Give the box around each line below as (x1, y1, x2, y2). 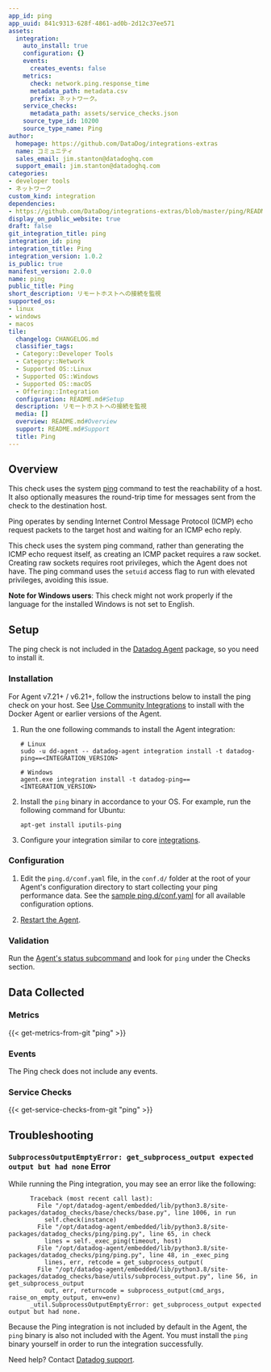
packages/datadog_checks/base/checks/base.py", (8, 1209, 172, 1217)
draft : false (8, 222, 52, 230)
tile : (8, 327, 27, 335)
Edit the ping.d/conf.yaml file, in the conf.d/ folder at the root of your (19, 873, 252, 883)
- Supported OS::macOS (15, 380, 92, 388)
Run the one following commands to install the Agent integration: (19, 724, 236, 734)
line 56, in (217, 1273, 258, 1281)
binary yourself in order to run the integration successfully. (8, 1339, 204, 1349)
